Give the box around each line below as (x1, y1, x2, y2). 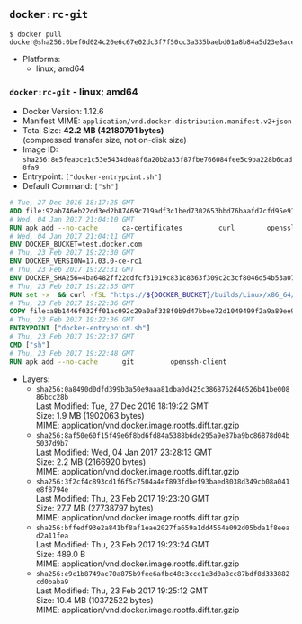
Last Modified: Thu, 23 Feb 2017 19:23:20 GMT (35, 493, 210, 503)
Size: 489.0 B (35, 548, 86, 559)
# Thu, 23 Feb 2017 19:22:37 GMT (9, 332, 135, 341)
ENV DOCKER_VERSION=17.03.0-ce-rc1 (9, 257, 143, 266)
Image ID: (22, 144, 58, 155)
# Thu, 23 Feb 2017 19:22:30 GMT (9, 249, 135, 258)
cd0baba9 (35, 577, 69, 586)
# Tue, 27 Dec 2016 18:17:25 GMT (9, 198, 135, 207)
